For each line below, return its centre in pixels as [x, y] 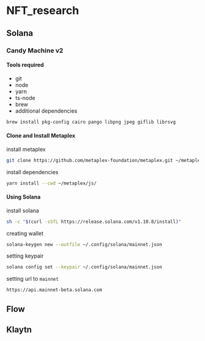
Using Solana [23, 197]
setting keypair [25, 256]
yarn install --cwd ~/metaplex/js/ [52, 183]
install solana [23, 210]
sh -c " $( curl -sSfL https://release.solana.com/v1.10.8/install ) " [94, 222]
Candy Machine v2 [35, 51]
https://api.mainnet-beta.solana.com [54, 290]
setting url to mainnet [33, 279]
